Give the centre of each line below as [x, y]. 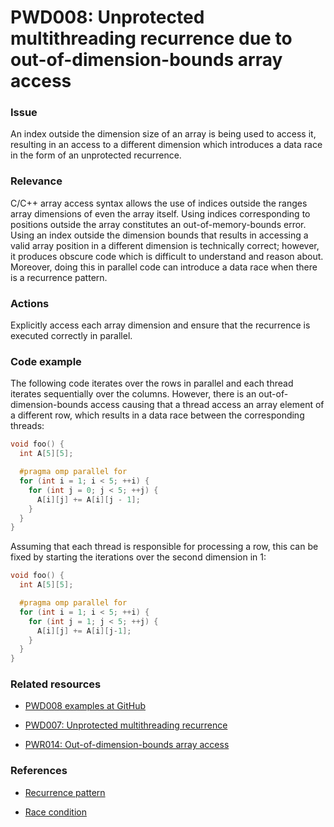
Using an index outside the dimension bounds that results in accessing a [159, 235]
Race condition [55, 812]
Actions [30, 303]
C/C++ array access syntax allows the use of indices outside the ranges [159, 203]
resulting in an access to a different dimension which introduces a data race [166, 145]
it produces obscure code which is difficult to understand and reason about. [167, 256]
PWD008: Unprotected [107, 17]
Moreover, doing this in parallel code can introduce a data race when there [164, 267]
